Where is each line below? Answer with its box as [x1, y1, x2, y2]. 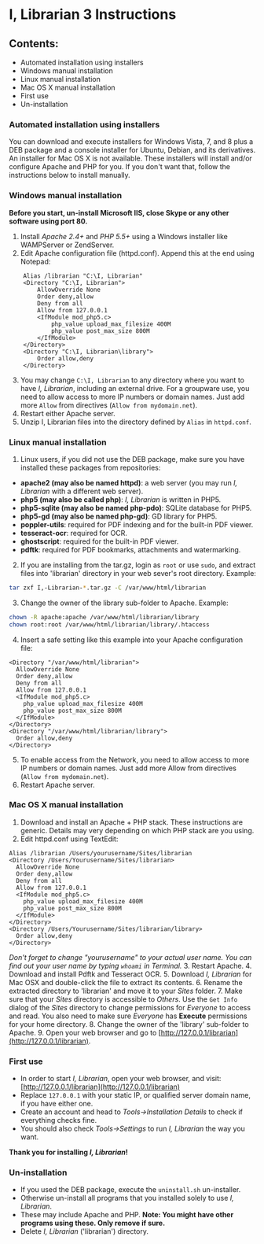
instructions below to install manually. [9, 171, 130, 180]
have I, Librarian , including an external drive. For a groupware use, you [20, 383, 250, 393]
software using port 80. [9, 216, 88, 226]
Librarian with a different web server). [20, 486, 144, 496]
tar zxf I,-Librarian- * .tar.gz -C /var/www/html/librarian [9, 584, 207, 592]
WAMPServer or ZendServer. [20, 240, 115, 249]
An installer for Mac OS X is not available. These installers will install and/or [9, 153, 252, 163]
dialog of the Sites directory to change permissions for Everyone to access [9, 1002, 251, 1012]
